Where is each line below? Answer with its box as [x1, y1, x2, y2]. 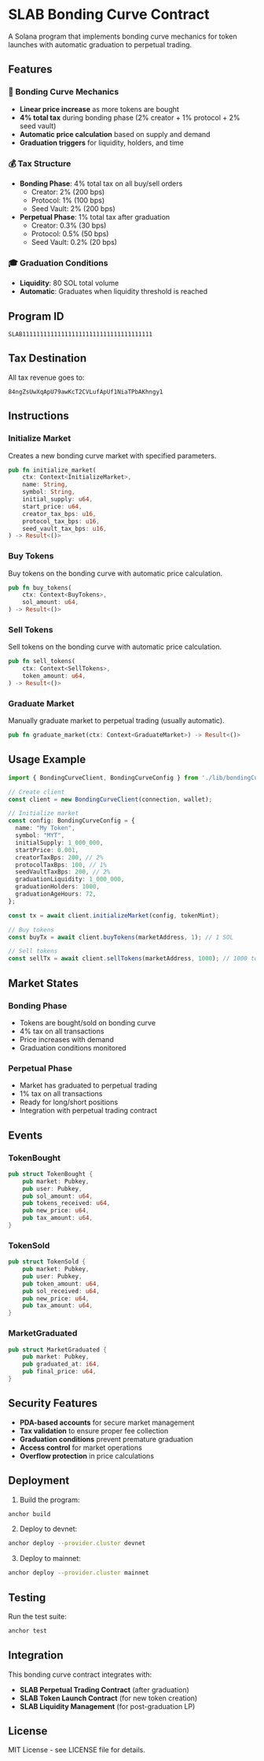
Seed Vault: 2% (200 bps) [31, 203, 115, 213]
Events [8, 1129, 43, 1142]
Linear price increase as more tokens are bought [19, 104, 179, 113]
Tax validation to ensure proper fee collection [19, 1425, 169, 1435]
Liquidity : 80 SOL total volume [19, 278, 119, 288]
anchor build [8, 1510, 51, 1518]
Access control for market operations [19, 1443, 143, 1452]
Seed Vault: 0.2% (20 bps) [31, 237, 118, 247]
